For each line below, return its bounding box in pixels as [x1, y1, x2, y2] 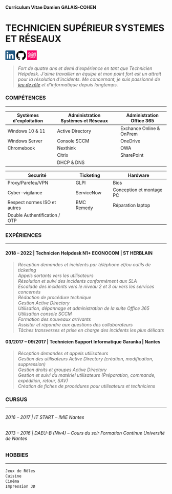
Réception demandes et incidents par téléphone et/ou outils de [17, 261, 151, 267]
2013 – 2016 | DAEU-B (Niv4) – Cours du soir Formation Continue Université [5, 430, 165, 436]
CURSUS [5, 396, 28, 403]
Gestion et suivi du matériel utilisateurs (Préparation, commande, [17, 372, 156, 378]
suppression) [17, 361, 46, 367]
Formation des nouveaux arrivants [17, 316, 91, 322]
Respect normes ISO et [7, 199, 56, 206]
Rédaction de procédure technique [17, 294, 92, 300]
